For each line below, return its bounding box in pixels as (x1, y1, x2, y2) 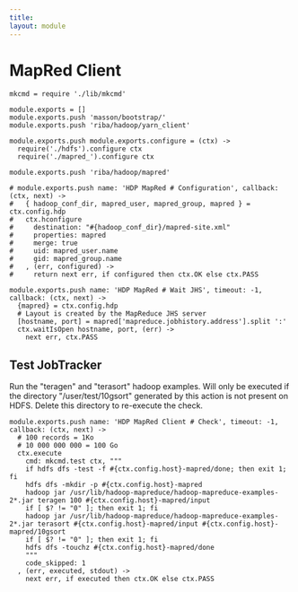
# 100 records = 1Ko (17, 433, 94, 442)
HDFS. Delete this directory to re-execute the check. (9, 400, 204, 411)
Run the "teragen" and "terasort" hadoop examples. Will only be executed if (9, 381, 290, 392)
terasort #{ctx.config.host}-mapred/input (37, 519, 199, 529)
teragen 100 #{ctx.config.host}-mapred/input (37, 496, 211, 505)
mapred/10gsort (9, 527, 66, 536)
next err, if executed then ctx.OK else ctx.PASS (25, 575, 215, 584)
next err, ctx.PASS (25, 333, 99, 342)
